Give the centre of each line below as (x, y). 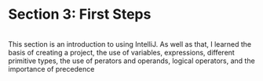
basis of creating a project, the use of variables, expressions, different (122, 52)
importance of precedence (51, 69)
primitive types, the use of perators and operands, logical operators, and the (131, 61)
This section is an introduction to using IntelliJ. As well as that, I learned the (130, 44)
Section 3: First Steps (80, 14)
